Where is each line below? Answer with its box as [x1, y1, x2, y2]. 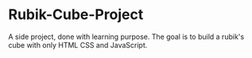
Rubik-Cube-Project [8, 6, 144, 24]
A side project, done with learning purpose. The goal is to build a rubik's [8, 32, 245, 41]
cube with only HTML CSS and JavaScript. [8, 40, 148, 49]
